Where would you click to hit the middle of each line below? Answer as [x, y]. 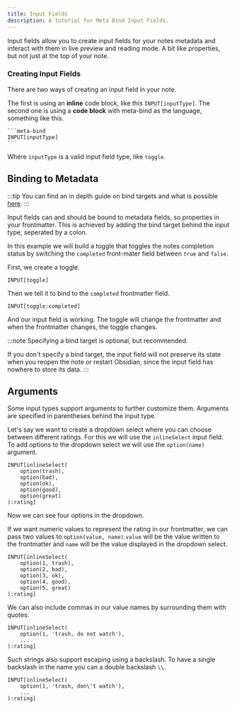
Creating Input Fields [44, 74]
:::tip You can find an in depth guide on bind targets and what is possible [113, 196]
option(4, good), [46, 582]
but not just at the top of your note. [58, 56]
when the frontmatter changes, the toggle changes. [82, 327]
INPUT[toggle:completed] [44, 306]
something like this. [36, 118]
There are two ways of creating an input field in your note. [92, 89]
